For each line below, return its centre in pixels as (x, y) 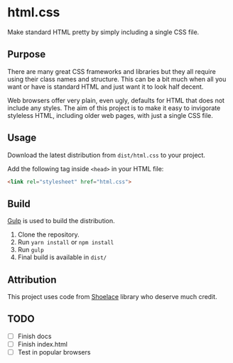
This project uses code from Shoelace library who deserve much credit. (113, 297)
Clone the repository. (48, 234)
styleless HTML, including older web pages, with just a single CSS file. (110, 115)
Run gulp (31, 250)
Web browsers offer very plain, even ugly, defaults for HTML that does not (116, 100)
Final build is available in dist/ (62, 257)
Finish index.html (42, 344)
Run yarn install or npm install (66, 242)
